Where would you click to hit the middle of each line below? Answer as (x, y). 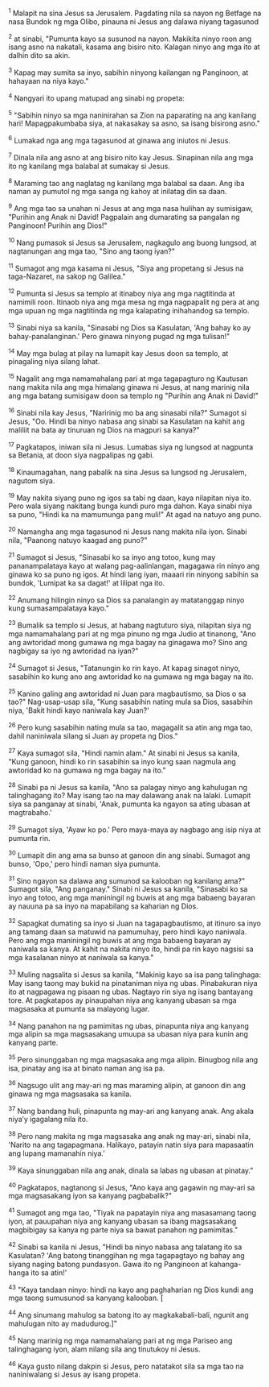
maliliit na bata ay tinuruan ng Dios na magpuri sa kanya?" (104, 429)
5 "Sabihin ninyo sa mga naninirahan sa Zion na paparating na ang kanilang (132, 114)
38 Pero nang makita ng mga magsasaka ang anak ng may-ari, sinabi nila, (130, 1135)
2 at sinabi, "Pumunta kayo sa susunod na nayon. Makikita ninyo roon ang (130, 38)
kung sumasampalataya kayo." (59, 608)
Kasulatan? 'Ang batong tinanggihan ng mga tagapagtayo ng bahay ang (126, 1255)
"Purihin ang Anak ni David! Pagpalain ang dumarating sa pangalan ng (124, 217)
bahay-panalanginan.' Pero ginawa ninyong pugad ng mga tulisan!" (119, 336)
